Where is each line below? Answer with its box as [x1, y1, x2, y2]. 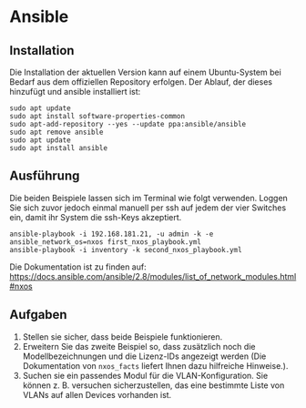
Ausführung [9, 168, 80, 184]
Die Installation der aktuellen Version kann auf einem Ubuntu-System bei [9, 66, 282, 77]
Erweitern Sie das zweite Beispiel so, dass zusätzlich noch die [22, 341, 256, 352]
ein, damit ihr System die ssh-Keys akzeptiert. [9, 211, 182, 222]
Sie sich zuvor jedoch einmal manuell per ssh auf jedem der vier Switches [9, 202, 287, 213]
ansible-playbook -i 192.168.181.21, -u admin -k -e [9, 229, 214, 239]
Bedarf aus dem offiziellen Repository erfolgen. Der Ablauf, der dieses [9, 76, 273, 87]
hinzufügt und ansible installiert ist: [9, 87, 141, 97]
